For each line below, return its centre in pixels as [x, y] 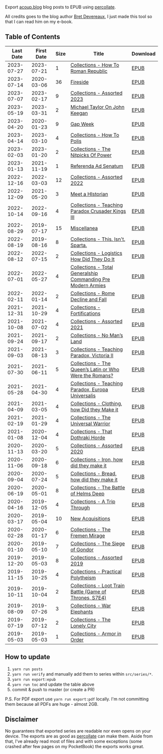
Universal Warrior [90, 423]
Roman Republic [89, 71]
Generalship [84, 273]
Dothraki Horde [88, 437]
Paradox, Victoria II [92, 355]
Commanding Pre [90, 279]
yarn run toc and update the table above [53, 684]
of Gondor [82, 549]
